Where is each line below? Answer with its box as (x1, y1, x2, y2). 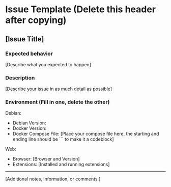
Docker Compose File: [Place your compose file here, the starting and (12, 131, 159, 137)
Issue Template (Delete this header (5, 4, 156, 15)
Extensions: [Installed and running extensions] (12, 162, 110, 168)
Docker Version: (12, 125, 47, 131)
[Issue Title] (5, 35, 44, 43)
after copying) (5, 14, 67, 26)
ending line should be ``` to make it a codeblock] (12, 136, 114, 142)
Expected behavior (5, 50, 53, 57)
